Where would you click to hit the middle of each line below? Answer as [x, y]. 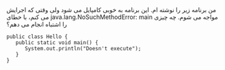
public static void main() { [57, 43]
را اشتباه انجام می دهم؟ [37, 24]
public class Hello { [37, 37]
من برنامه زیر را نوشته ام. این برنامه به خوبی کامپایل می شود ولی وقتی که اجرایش [111, 10]
